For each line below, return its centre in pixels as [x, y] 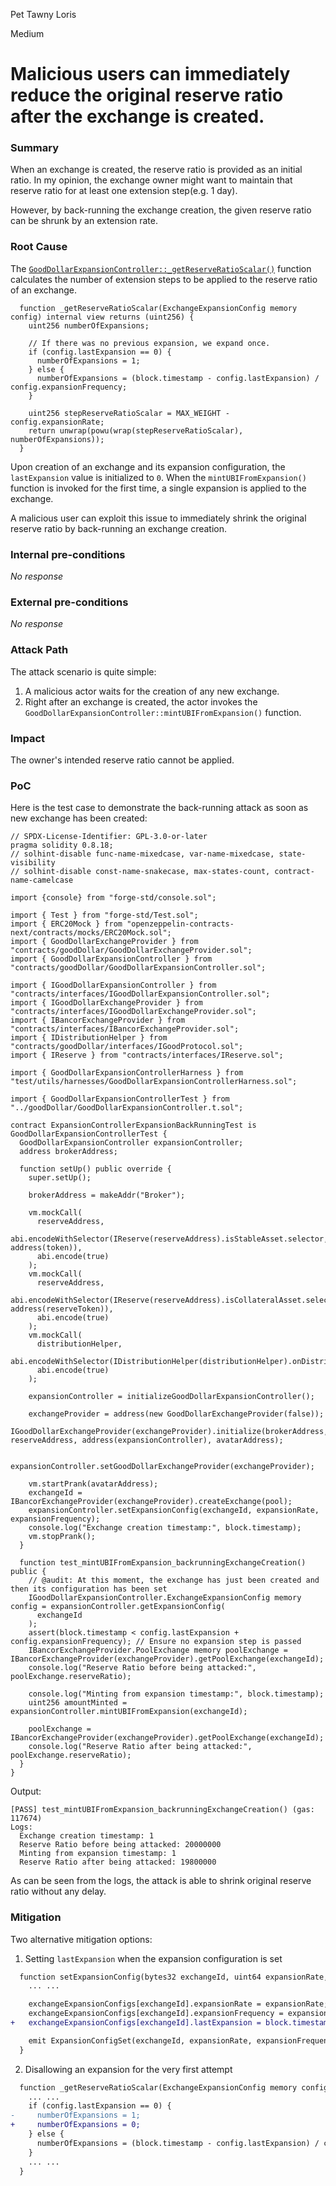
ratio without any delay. [58, 1891]
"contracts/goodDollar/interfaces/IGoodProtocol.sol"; [127, 1047]
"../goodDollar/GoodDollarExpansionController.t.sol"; [127, 1108]
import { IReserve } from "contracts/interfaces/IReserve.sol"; [147, 1055]
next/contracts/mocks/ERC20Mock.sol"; [91, 933]
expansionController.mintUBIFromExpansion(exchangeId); [129, 1712]
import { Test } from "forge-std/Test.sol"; [104, 915]
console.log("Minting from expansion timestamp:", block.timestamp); [176, 1694]
